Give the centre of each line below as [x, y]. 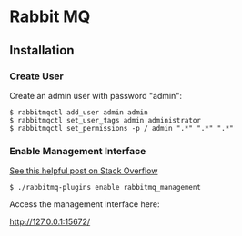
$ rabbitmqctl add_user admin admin [79, 112]
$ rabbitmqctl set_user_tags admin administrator [106, 120]
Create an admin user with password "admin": [96, 95]
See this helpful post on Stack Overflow [84, 171]
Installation [42, 50]
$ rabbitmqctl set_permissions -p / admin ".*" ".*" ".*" [121, 128]
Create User [36, 76]
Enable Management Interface [78, 151]
